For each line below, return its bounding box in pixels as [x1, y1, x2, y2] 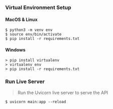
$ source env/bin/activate [5, 32, 62, 37]
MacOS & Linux [5, 16, 38, 22]
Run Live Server [5, 78, 45, 85]
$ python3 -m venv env [5, 27, 53, 32]
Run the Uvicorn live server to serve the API [17, 89, 108, 95]
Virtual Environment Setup [5, 4, 71, 11]
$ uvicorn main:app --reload [5, 99, 66, 104]
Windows [5, 46, 26, 52]
